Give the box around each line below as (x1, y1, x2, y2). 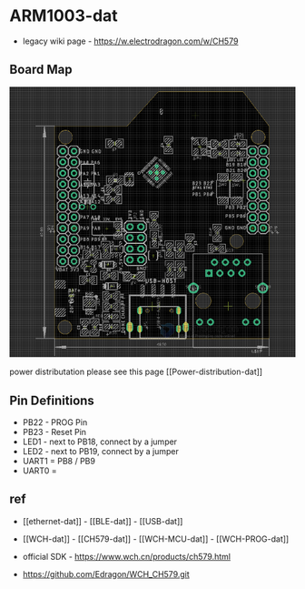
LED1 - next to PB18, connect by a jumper (22, 436, 178, 447)
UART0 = (22, 465, 57, 476)
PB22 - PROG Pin (22, 417, 88, 428)
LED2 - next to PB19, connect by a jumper (22, 446, 179, 457)
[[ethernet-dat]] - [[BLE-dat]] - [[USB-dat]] (22, 515, 183, 526)
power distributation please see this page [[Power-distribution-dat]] (9, 366, 263, 378)
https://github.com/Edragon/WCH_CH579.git (22, 568, 191, 579)
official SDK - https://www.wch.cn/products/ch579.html (22, 551, 231, 562)
